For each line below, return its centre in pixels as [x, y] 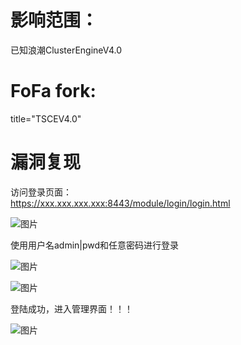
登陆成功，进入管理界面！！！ [71, 308]
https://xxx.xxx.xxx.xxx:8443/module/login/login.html [120, 203]
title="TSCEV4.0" [46, 118]
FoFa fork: [53, 91]
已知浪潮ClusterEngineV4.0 [66, 50]
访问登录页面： [41, 192]
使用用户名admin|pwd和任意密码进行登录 [95, 245]
